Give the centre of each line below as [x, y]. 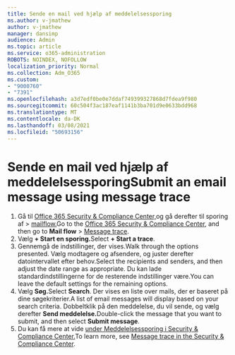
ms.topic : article [34, 47]
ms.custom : [23, 79]
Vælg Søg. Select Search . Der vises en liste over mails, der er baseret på [122, 291]
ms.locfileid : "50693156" [45, 132]
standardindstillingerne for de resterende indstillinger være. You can [115, 277]
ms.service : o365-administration [56, 54]
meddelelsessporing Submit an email [117, 182]
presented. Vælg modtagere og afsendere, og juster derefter [106, 254]
